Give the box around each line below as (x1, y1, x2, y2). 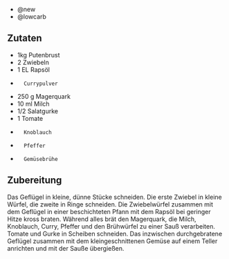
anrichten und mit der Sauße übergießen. (7, 244, 125, 252)
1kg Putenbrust (17, 50, 60, 59)
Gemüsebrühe (24, 155, 58, 162)
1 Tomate (17, 114, 44, 122)
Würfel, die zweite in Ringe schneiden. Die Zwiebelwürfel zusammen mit (7, 200, 213, 209)
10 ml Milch (17, 99, 50, 108)
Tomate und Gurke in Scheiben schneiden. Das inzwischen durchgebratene (7, 229, 223, 238)
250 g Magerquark (17, 92, 71, 100)
